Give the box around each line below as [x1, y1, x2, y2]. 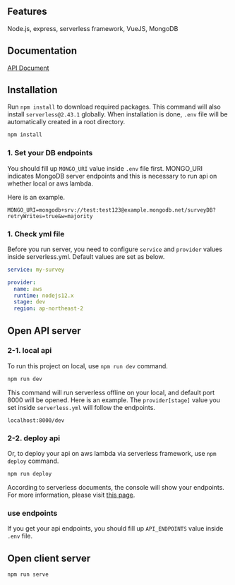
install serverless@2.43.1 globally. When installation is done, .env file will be [7, 110, 228, 119]
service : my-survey [7, 266, 65, 273]
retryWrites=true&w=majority [7, 212, 93, 219]
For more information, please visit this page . [7, 490, 135, 499]
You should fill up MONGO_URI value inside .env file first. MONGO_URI [7, 164, 203, 172]
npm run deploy [7, 471, 52, 478]
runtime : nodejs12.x [13, 292, 74, 299]
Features [7, 6, 47, 18]
